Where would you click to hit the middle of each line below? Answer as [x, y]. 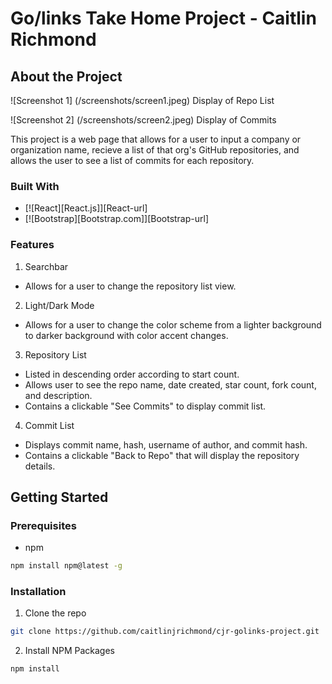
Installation [38, 592]
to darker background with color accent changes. [126, 335]
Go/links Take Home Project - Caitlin [163, 18]
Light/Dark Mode [59, 305]
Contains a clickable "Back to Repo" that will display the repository [162, 455]
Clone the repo [55, 613]
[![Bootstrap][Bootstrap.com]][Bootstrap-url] [117, 219]
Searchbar [46, 266]
